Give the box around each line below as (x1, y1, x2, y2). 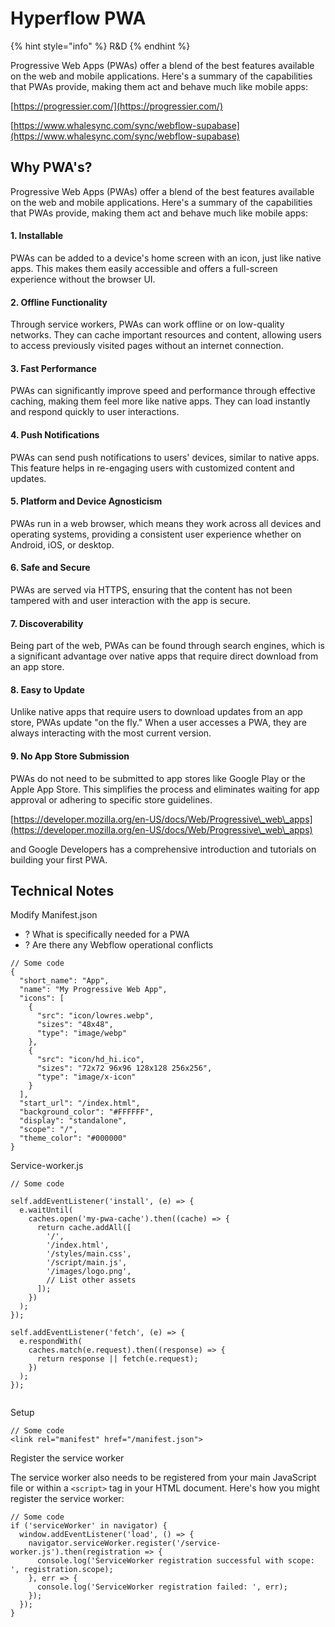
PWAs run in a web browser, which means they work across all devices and (10, 517, 322, 529)
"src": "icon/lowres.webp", (36, 1011, 155, 1021)
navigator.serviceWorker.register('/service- (28, 1538, 222, 1549)
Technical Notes (10, 882, 115, 899)
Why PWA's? (10, 159, 93, 176)
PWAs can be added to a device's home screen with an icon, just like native (10, 252, 322, 264)
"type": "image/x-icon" (36, 1072, 137, 1082)
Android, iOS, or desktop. (10, 538, 115, 551)
